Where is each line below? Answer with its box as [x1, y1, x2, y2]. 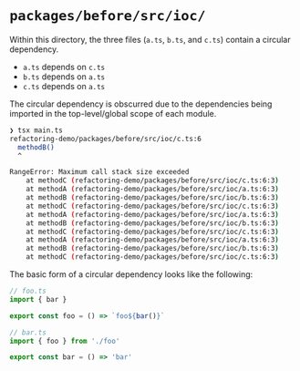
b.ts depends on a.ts [22, 71, 106, 82]
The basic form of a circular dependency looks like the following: [9, 269, 253, 280]
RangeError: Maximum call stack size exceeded [9, 168, 190, 177]
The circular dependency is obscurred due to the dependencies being [9, 98, 273, 109]
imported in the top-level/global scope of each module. [9, 108, 217, 119]
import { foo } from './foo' [9, 336, 120, 345]
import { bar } [9, 294, 67, 304]
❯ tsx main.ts [9, 126, 64, 135]
